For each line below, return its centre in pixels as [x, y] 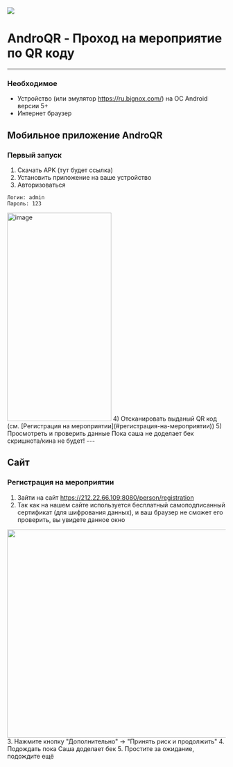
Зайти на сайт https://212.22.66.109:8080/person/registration [105, 497]
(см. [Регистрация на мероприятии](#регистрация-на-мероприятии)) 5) [114, 425]
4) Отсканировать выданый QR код [165, 419]
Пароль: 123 [24, 203]
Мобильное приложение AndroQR [85, 135]
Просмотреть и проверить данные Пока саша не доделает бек [101, 433]
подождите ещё [31, 756]
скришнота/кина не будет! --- [51, 441]
